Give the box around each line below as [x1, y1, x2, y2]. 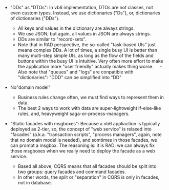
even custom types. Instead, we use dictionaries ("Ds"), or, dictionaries [10, 10, 160, 16]
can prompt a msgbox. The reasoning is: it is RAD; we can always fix [10, 142, 155, 148]
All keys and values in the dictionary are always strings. [17, 25, 135, 31]
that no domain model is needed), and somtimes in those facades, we [10, 137, 157, 143]
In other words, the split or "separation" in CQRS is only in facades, [17, 174, 160, 180]
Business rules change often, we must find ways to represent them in [17, 94, 164, 100]
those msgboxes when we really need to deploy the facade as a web [10, 148, 155, 154]
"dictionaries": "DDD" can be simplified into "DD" [17, 74, 122, 80]
